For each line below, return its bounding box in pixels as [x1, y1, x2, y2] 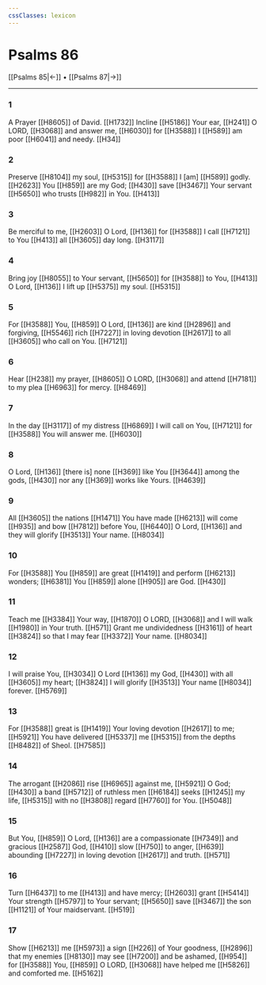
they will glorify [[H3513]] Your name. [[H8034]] [8, 530, 165, 540]
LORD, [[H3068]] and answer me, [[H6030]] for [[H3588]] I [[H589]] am [8, 126, 243, 135]
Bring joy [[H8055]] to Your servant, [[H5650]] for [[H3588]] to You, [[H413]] [8, 273, 258, 283]
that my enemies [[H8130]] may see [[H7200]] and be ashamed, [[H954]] [8, 951, 248, 961]
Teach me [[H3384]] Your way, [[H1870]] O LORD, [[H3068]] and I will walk [8, 614, 253, 624]
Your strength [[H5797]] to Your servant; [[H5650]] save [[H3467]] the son [8, 897, 252, 906]
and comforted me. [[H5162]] [8, 968, 104, 978]
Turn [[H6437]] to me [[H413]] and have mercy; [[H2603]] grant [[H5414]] [8, 888, 249, 898]
